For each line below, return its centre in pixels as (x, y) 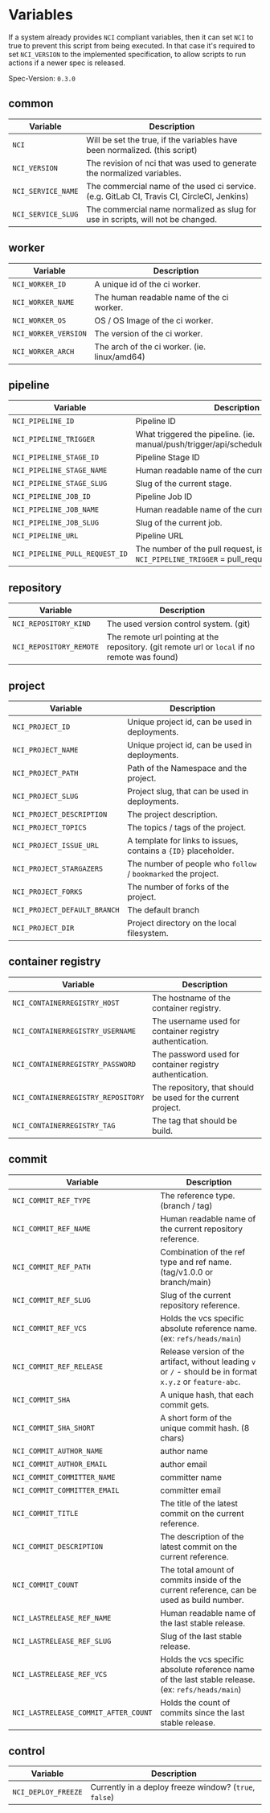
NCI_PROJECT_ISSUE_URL (55, 845)
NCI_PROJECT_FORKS (47, 892)
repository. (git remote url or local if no (181, 647)
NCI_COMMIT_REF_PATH (51, 1267)
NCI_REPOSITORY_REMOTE (55, 647)
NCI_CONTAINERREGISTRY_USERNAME (74, 1031)
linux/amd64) (120, 356)
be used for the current (195, 1098)
